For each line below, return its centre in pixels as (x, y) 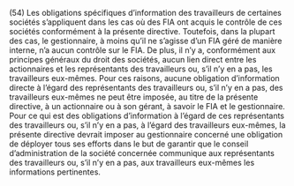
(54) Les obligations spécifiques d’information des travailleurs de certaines (146, 13)
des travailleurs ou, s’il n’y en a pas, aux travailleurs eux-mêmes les (132, 163)
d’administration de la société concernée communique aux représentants (142, 153)
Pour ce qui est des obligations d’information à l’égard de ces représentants (147, 115)
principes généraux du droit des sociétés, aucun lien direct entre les (133, 60)
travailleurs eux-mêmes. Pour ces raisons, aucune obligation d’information (144, 78)
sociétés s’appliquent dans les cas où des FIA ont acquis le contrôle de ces (146, 22)
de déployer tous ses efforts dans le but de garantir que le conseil (129, 144)
